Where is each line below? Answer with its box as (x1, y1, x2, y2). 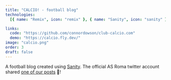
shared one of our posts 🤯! (5, 69, 61, 75)
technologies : (5, 12, 36, 17)
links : (5, 26, 19, 31)
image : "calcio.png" (5, 40, 49, 46)
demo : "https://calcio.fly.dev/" (10, 35, 81, 41)
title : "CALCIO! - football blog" (5, 7, 79, 13)
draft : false (5, 49, 33, 55)
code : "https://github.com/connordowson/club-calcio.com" (10, 31, 136, 36)
